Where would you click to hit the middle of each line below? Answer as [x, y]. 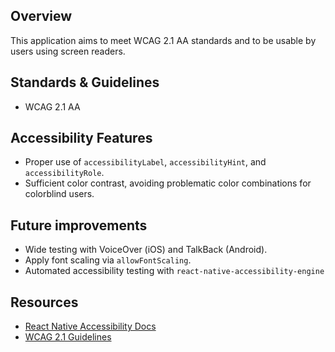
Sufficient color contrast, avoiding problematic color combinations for [168, 183]
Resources [44, 302]
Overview [41, 16]
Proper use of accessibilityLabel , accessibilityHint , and [145, 162]
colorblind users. [59, 194]
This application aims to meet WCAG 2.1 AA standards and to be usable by [163, 40]
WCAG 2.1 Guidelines [68, 337]
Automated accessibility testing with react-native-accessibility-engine [174, 271]
